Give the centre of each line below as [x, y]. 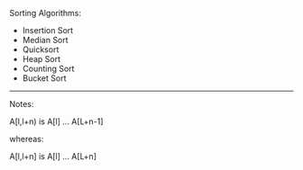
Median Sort [46, 40]
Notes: [22, 104]
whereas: [27, 139]
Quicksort [41, 49]
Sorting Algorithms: [46, 13]
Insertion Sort [48, 30]
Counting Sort [48, 68]
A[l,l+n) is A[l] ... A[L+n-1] [56, 121]
